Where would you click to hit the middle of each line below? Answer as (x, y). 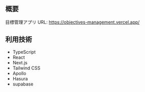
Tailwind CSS (26, 68)
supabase (23, 84)
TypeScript (24, 52)
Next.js (20, 62)
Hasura (20, 78)
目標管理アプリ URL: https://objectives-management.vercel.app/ (72, 22)
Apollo (19, 73)
